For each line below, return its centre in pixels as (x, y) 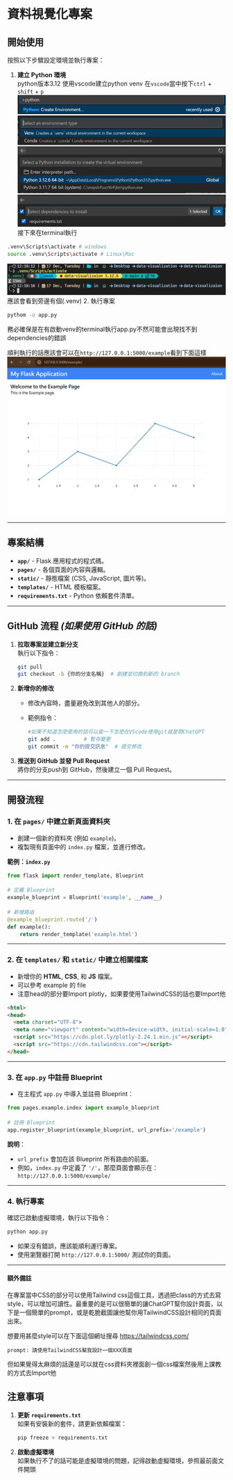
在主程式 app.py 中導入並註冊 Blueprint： (75, 1094)
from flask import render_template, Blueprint (76, 876)
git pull (30, 667)
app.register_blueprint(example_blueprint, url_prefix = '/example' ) (107, 1130)
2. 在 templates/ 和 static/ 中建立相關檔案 (78, 960)
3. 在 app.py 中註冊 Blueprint (55, 1077)
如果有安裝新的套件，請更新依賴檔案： (72, 1424)
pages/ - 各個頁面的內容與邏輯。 (63, 569)
